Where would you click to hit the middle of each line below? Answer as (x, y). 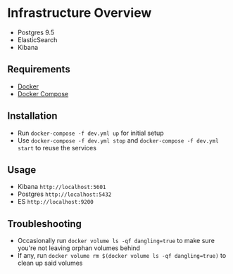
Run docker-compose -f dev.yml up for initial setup (90, 133)
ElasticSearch (37, 39)
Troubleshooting (45, 224)
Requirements (39, 69)
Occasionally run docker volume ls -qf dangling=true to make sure (116, 241)
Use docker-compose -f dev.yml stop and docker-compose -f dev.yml (118, 140)
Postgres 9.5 (36, 32)
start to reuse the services (57, 148)
